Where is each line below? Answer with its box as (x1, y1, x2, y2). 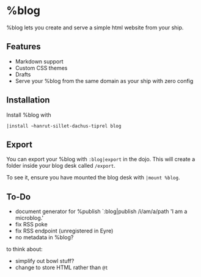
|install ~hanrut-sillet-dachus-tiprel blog (6, 123, 122, 129)
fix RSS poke (15, 221, 48, 228)
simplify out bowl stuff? (15, 257, 75, 265)
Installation (6, 95, 50, 106)
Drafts (15, 71, 31, 78)
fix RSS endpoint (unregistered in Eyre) (15, 227, 114, 235)
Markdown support (15, 57, 64, 65)
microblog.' (15, 214, 44, 221)
